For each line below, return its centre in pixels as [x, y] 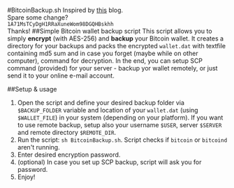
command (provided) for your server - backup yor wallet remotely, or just [112, 68]
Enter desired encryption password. [69, 154]
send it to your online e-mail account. [61, 75]
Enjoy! [26, 177]
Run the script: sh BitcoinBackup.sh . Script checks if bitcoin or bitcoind [122, 140]
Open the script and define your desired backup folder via [101, 103]
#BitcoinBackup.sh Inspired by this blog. [65, 10]
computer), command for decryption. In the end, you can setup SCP [105, 61]
